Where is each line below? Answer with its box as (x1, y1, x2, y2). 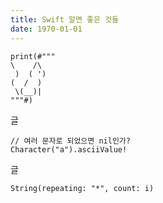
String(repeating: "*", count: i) (10, 183, 155, 193)
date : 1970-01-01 (10, 24, 83, 34)
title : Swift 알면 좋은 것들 (10, 14, 120, 25)
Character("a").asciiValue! (10, 144, 128, 155)
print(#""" (10, 51, 56, 61)
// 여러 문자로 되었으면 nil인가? (10, 136, 131, 146)
